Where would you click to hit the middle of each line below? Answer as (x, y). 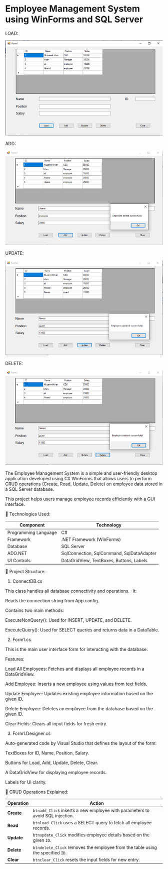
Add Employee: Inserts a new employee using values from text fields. (76, 684)
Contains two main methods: (35, 610)
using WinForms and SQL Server (74, 19)
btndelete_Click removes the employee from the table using (95, 847)
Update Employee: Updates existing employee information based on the (79, 694)
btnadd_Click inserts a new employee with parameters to (91, 810)
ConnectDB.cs (27, 581)
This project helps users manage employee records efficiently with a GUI (80, 499)
